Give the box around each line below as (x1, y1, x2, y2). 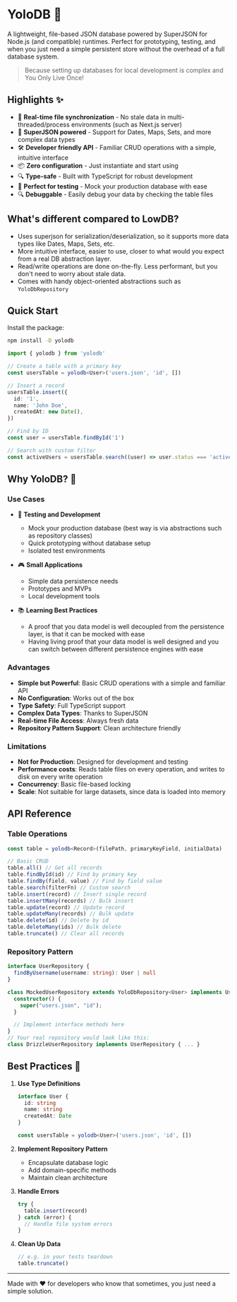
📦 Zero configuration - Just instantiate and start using (17, 161, 178, 170)
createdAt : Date (24, 1113, 72, 1120)
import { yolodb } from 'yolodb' (7, 350, 106, 357)
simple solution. (7, 1287, 54, 1296)
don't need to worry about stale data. (17, 269, 126, 278)
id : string (24, 1099, 56, 1106)
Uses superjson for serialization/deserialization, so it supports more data (17, 232, 229, 240)
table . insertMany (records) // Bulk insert (7, 897, 134, 904)
